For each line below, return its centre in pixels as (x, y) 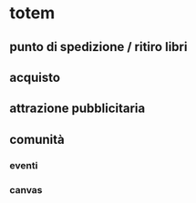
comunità (37, 139)
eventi (24, 165)
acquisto (35, 77)
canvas (26, 189)
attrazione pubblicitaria (77, 109)
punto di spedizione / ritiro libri (98, 47)
